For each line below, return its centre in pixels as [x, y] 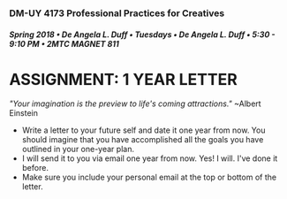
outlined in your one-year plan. [78, 149]
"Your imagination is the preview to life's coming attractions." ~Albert [136, 103]
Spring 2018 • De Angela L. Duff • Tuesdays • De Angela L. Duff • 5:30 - [142, 34]
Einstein [23, 113]
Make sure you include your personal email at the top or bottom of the [149, 177]
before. [35, 168]
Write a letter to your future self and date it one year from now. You [143, 130]
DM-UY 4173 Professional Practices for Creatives [117, 13]
